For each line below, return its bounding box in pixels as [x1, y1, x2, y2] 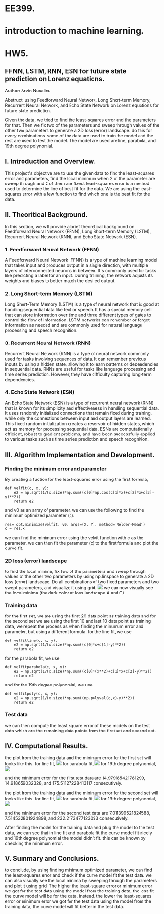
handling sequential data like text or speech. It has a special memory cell [5, 306, 152, 312]
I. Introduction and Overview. [5, 157, 95, 165]
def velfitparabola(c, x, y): [5, 665, 67, 670]
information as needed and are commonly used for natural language [5, 322, 142, 328]
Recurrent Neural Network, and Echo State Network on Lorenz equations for [5, 102, 159, 108]
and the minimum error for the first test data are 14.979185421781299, [5, 775, 146, 781]
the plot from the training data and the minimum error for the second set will [5, 790, 158, 796]
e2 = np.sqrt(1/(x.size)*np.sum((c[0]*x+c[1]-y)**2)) [14, 642, 126, 647]
